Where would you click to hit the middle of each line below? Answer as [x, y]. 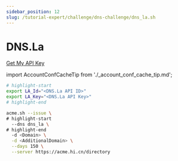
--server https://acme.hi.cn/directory [61, 152]
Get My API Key [25, 63]
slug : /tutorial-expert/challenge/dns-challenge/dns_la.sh [81, 17]
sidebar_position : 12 [33, 12]
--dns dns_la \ [30, 124]
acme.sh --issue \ [29, 113]
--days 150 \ [28, 147]
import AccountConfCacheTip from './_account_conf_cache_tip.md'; [89, 75]
